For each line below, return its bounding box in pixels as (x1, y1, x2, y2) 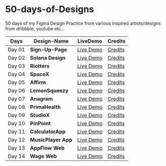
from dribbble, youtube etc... (5, 25, 65, 31)
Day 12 (8, 136, 25, 143)
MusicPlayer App (30, 136, 72, 143)
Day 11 (8, 128, 25, 135)
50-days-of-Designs (5, 4, 95, 15)
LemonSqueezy (30, 87, 69, 94)
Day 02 (8, 54, 25, 61)
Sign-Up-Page (30, 46, 67, 53)
